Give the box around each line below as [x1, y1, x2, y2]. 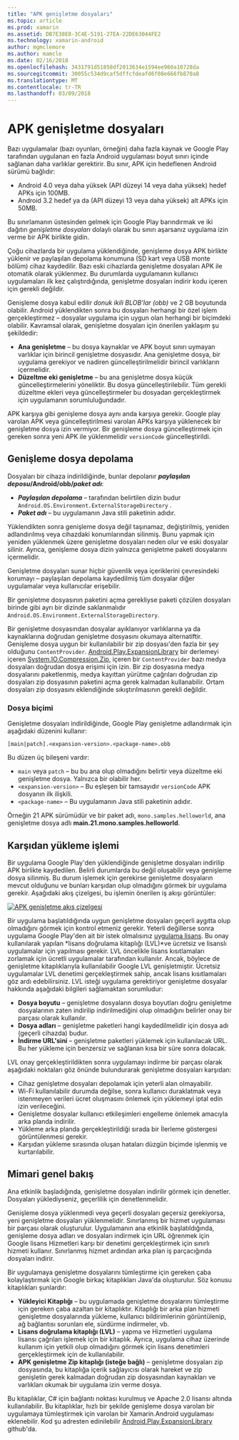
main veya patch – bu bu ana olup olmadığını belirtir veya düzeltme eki [17, 767, 223, 775]
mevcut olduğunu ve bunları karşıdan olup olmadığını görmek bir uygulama [7, 881, 227, 890]
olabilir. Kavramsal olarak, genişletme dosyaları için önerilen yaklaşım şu [7, 321, 220, 330]
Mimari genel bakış [7, 1168, 94, 1180]
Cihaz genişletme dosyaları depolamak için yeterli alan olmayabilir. [17, 1079, 213, 1087]
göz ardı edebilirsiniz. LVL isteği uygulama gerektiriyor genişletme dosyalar [7, 977, 228, 985]
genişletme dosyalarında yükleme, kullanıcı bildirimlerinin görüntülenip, [17, 1311, 227, 1321]
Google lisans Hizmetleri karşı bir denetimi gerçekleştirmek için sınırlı [7, 1239, 210, 1247]
